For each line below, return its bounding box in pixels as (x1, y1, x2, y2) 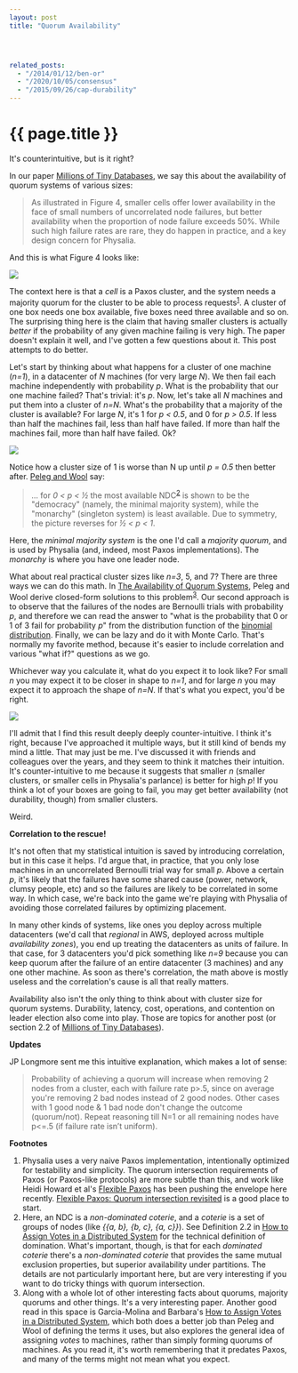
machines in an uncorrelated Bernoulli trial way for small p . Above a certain (9, 864, 285, 875)
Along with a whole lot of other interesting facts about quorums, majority (21, 1287, 289, 1298)
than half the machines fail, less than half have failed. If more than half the (9, 418, 280, 429)
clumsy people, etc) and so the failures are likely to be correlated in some (9, 883, 278, 894)
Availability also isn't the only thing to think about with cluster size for (9, 993, 262, 1004)
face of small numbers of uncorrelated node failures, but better (30, 206, 262, 217)
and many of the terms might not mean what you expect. (21, 1353, 230, 1364)
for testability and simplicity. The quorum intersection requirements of (21, 1164, 278, 1175)
